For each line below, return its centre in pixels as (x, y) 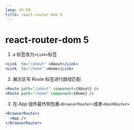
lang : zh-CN (18, 10)
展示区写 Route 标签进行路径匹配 (47, 79)
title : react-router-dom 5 (34, 15)
